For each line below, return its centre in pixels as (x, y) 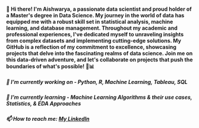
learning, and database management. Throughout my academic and (92, 28)
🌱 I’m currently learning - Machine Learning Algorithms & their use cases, (99, 97)
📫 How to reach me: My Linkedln (48, 118)
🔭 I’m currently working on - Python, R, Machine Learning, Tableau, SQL (97, 82)
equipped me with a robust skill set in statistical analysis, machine (90, 21)
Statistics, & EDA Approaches (44, 103)
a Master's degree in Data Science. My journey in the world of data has (95, 15)
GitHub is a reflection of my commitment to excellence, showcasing (91, 47)
